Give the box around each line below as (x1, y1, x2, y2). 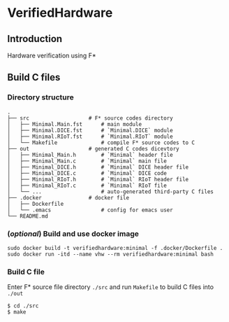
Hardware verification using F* (7, 51, 96, 59)
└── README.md (7, 212, 49, 220)
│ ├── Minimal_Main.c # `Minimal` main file (7, 157, 168, 164)
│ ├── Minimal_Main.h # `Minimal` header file (7, 151, 173, 158)
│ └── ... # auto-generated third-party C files (7, 188, 214, 195)
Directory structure (7, 92, 75, 102)
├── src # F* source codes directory (7, 114, 173, 122)
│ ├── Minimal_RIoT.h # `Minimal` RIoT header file (7, 176, 189, 183)
